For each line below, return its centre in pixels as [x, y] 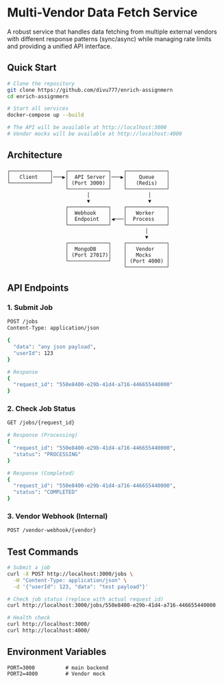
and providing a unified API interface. [60, 46]
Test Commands [43, 552]
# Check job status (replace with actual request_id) [86, 599]
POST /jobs [23, 322]
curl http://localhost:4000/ [49, 631]
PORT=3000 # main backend [58, 668]
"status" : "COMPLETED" [46, 492]
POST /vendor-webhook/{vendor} [52, 530]
